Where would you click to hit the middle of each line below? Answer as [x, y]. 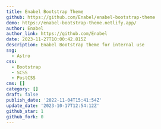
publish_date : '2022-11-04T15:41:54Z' [54, 100]
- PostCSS [23, 78]
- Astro [21, 56]
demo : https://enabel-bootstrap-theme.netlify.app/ [71, 23]
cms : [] [16, 84]
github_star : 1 [25, 111]
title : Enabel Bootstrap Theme [45, 12]
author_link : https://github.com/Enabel [57, 34]
